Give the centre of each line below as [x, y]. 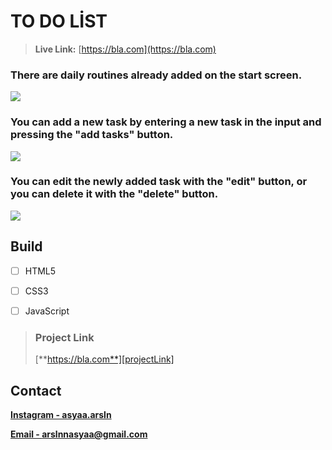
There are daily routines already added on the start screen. [156, 75]
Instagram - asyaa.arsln [61, 414]
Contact [36, 390]
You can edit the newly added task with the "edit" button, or [159, 182]
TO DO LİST [59, 21]
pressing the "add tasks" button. [92, 135]
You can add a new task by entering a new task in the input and [166, 122]
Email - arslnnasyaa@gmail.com [79, 434]
